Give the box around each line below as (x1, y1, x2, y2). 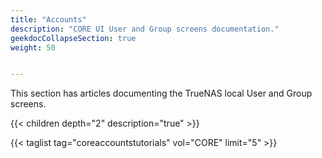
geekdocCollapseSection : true (10, 33, 137, 43)
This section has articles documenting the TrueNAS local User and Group (10, 87, 313, 100)
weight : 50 (10, 42, 56, 53)
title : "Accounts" (10, 14, 87, 25)
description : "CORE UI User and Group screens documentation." (10, 24, 280, 34)
